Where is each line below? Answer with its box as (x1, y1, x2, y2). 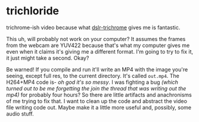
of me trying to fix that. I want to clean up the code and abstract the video (6, 97, 188, 105)
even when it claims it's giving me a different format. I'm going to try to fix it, (6, 48, 194, 55)
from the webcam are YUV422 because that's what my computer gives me (6, 42, 190, 49)
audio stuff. (6, 110, 34, 117)
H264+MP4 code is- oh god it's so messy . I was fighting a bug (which (6, 79, 179, 86)
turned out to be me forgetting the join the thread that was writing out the (6, 85, 186, 92)
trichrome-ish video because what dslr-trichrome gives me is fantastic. (6, 24, 181, 31)
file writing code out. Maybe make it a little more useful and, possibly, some (6, 104, 192, 111)
